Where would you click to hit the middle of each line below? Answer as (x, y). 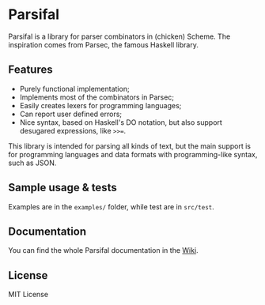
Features (30, 70)
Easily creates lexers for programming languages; (100, 105)
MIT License (28, 295)
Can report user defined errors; (71, 114)
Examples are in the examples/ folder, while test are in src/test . (112, 206)
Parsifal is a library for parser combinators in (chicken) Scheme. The (119, 36)
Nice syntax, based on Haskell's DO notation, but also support (121, 122)
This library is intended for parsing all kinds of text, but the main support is (130, 146)
